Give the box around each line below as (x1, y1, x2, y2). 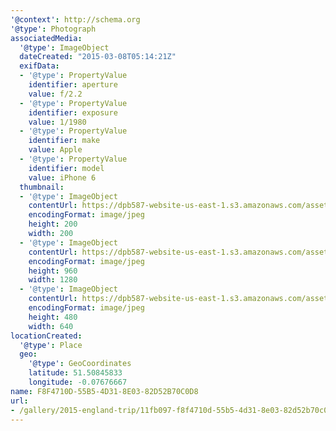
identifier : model (28, 163, 105, 173)
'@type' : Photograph (10, 24, 97, 34)
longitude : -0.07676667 (28, 377, 128, 387)
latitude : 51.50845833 (28, 368, 123, 378)
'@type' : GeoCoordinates (28, 359, 132, 369)
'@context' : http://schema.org (10, 14, 141, 25)
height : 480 (28, 312, 78, 322)
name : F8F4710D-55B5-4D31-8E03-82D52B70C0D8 (10, 386, 199, 396)
